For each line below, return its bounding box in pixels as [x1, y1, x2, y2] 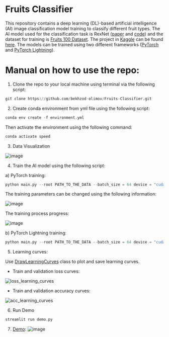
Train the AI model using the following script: [12, 162, 106, 168]
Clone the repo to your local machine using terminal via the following [12, 81, 155, 87]
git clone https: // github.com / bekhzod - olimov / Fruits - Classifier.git [5, 96, 152, 101]
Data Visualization [12, 143, 50, 149]
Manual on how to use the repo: [5, 64, 140, 76]
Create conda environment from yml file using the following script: [12, 105, 150, 111]
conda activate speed [5, 134, 51, 139]
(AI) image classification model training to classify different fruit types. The [5, 25, 160, 31]
